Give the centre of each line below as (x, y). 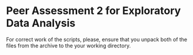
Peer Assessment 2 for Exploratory (94, 11)
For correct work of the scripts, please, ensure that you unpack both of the (97, 39)
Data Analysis (41, 23)
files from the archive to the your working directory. (69, 46)
